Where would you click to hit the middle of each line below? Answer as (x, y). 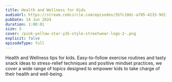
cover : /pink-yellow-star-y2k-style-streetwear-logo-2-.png (71, 34)
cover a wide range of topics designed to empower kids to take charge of (83, 68)
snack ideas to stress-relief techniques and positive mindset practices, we (84, 63)
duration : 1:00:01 (25, 24)
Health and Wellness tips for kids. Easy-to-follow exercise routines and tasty (86, 58)
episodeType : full (25, 43)
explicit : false (23, 39)
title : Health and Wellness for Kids (46, 10)
